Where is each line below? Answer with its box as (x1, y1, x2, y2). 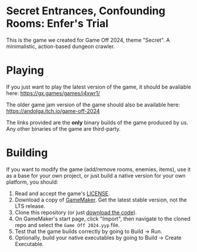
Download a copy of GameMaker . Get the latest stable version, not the (14, 196, 187, 203)
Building (6, 146, 48, 160)
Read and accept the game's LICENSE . (14, 190, 110, 197)
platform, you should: (6, 178, 58, 185)
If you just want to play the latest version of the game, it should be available (6, 83, 192, 90)
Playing (6, 64, 45, 77)
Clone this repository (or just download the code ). (14, 209, 137, 216)
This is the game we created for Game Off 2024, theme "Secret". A (6, 36, 170, 43)
